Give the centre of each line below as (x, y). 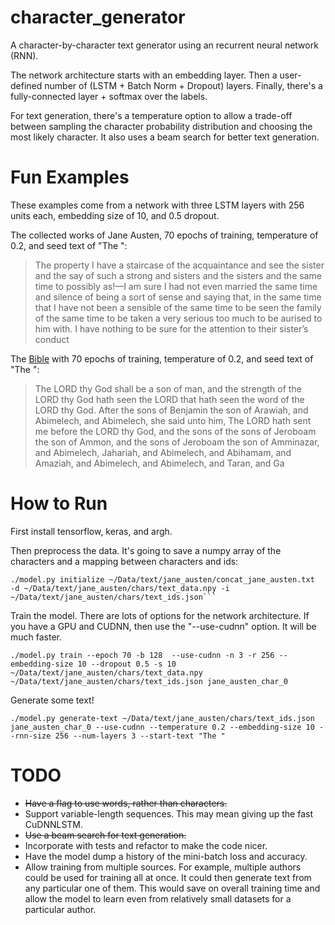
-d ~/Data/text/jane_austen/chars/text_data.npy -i (120, 588)
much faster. (36, 637)
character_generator (98, 17)
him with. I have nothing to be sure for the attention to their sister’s (171, 328)
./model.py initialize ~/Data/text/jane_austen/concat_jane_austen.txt (162, 579)
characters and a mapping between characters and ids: (124, 561)
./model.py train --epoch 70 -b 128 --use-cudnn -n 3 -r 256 (142, 655)
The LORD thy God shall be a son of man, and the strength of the (168, 388)
